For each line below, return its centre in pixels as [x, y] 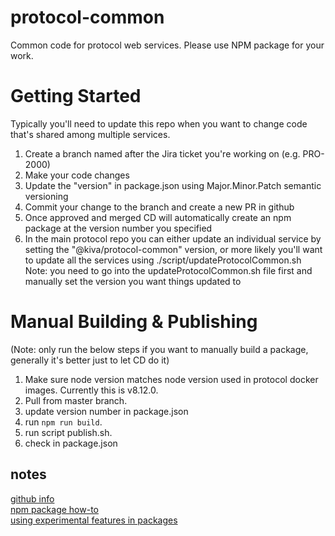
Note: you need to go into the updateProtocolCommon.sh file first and [168, 270]
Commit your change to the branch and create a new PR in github [159, 207]
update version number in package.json [106, 411]
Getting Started [76, 96]
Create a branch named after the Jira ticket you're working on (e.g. [162, 153]
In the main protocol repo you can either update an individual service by [173, 238]
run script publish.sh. [68, 432]
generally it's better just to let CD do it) [90, 360]
